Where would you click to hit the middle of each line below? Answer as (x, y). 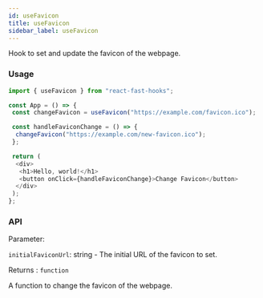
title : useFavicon (39, 23)
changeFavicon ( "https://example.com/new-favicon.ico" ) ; (111, 135)
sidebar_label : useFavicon (53, 30)
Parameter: (27, 239)
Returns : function (39, 270)
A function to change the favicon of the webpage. (90, 286)
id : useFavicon (34, 16)
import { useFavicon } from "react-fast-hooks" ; (91, 91)
